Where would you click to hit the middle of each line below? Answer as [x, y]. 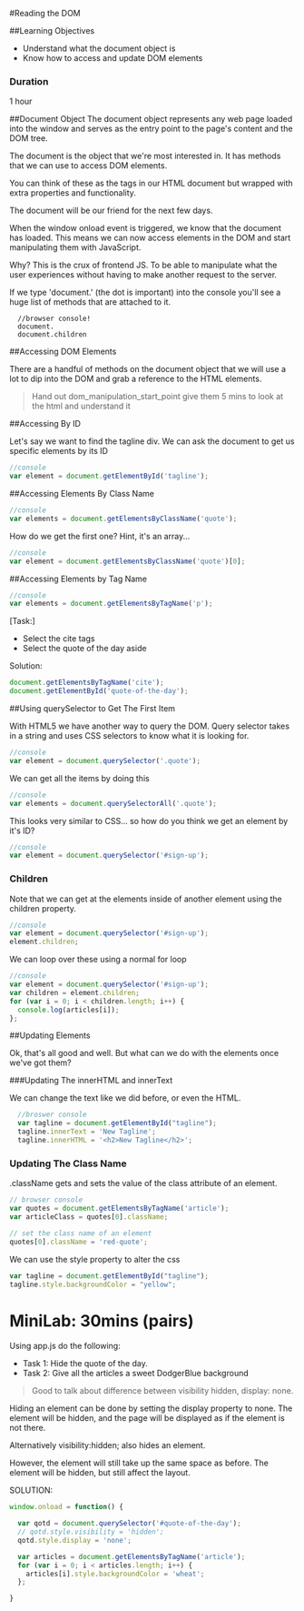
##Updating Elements [50, 1035]
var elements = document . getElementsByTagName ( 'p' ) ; [111, 604]
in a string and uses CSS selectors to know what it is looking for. [129, 736]
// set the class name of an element [81, 1233]
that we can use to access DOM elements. [88, 166]
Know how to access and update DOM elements [113, 58]
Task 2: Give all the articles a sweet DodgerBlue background [136, 1374]
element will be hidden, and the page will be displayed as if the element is [147, 1418]
